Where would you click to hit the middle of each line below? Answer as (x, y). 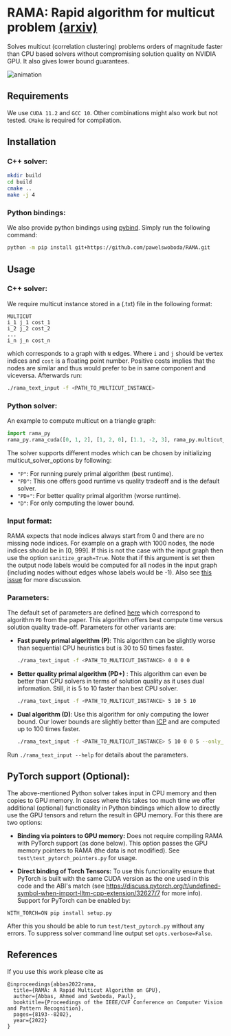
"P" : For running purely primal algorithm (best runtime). (95, 473)
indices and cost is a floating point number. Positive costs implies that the (111, 361)
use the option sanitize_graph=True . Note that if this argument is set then (111, 558)
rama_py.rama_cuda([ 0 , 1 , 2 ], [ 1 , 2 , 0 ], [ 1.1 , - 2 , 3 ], (89, 439)
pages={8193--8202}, (43, 1014)
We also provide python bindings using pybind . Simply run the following (109, 228)
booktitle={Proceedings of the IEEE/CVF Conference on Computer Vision (118, 1002)
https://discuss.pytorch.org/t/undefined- (164, 886)
